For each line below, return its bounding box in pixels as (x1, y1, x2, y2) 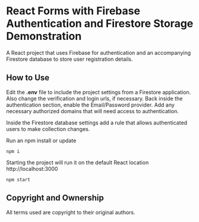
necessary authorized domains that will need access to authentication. (6, 107, 179, 114)
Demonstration (6, 30, 82, 43)
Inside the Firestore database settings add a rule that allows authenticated (6, 119, 188, 126)
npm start (6, 177, 31, 183)
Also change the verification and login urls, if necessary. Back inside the (6, 95, 183, 102)
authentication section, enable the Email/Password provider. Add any (6, 101, 175, 108)
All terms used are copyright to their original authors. (6, 208, 135, 215)
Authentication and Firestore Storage (6, 17, 194, 30)
